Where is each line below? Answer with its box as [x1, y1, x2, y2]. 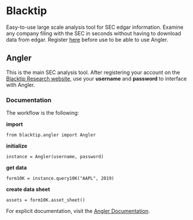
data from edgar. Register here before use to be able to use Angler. [6, 36, 169, 43]
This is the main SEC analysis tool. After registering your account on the [6, 69, 181, 76]
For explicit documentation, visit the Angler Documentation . [6, 208, 150, 215]
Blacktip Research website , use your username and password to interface [6, 75, 187, 82]
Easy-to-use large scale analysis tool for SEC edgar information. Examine [6, 24, 184, 31]
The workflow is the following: [6, 109, 79, 116]
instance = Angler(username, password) [6, 154, 104, 160]
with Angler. [6, 81, 35, 88]
